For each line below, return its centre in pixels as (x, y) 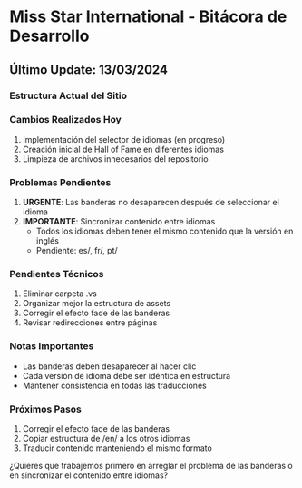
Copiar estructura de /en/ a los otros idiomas (106, 438)
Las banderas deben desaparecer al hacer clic (109, 366)
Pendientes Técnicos (57, 274)
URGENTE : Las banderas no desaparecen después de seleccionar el (151, 203)
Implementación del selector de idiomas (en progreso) (124, 139)
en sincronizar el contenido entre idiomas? (89, 475)
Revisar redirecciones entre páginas (90, 323)
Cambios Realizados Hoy (66, 120)
